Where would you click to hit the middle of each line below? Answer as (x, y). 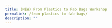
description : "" (21, 18)
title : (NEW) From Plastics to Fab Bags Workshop (56, 9)
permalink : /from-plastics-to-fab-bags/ (47, 14)
